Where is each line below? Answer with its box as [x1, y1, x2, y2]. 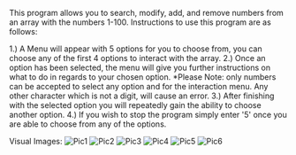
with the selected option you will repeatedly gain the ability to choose [9, 100, 262, 110]
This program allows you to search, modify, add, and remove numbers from [9, 8, 285, 18]
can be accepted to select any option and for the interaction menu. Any [9, 81, 269, 91]
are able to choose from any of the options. [9, 119, 167, 129]
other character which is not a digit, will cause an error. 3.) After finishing [9, 90, 275, 101]
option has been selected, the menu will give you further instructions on [9, 62, 271, 73]
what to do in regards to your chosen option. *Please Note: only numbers [9, 72, 277, 82]
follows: [9, 27, 38, 36]
